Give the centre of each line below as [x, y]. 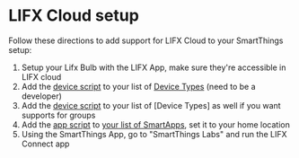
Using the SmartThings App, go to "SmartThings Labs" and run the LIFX [154, 134]
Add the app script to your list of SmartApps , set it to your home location [156, 124]
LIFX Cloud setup [74, 16]
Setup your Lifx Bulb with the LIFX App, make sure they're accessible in [154, 67]
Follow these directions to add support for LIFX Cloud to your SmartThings [146, 40]
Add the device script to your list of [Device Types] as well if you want [151, 105]
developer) [41, 96]
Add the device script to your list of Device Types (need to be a [139, 86]
